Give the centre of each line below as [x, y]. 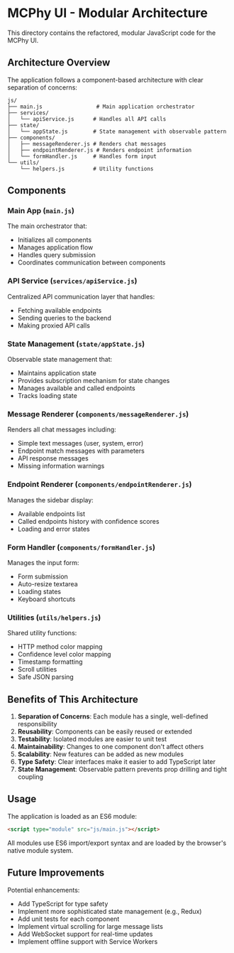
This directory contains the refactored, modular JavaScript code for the [112, 33]
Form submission [43, 576]
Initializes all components [55, 240]
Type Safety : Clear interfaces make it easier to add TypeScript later [117, 762]
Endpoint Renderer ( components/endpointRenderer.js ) [100, 485]
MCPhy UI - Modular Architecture [107, 13]
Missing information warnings [61, 466]
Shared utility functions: [42, 633]
